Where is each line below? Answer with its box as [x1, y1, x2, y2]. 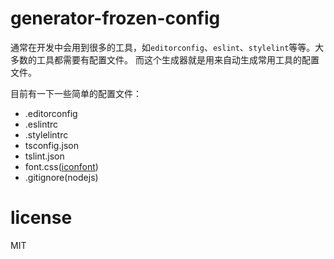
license [10, 207, 73, 229]
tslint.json [24, 150, 65, 162]
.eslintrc [24, 118, 59, 130]
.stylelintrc [24, 128, 69, 141]
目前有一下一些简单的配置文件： [10, 87, 142, 99]
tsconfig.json [24, 139, 79, 151]
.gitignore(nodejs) [24, 171, 99, 183]
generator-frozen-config [10, 7, 221, 30]
